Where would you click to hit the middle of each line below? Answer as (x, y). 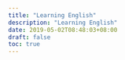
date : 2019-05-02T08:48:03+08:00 (63, 30)
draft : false (29, 37)
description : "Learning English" (63, 23)
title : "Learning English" (52, 15)
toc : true (24, 44)
